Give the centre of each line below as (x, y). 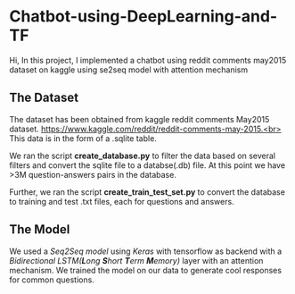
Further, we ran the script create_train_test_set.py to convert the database (147, 192)
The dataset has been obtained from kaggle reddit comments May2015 (139, 119)
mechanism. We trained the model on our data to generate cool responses (146, 270)
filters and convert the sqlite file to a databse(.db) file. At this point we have (147, 165)
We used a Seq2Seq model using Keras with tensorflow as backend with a (146, 251)
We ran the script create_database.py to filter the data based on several (143, 155)
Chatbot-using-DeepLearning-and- (143, 17)
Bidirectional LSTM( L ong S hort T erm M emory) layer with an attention (136, 260)
